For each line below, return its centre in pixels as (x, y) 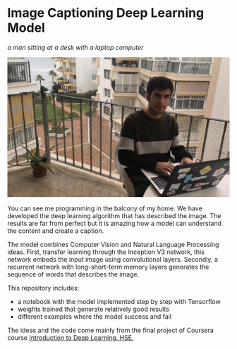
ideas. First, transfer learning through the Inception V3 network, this (106, 252)
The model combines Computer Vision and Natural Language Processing (113, 245)
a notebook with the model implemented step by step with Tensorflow (119, 302)
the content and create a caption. (56, 231)
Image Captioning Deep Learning (106, 13)
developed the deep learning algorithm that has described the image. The (114, 216)
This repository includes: (43, 288)
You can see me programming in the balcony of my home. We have (105, 208)
